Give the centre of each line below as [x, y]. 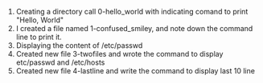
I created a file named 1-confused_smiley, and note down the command [134, 28]
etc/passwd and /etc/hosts [60, 62]
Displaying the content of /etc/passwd [79, 45]
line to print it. [39, 37]
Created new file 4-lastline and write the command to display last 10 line [136, 71]
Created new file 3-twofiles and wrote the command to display [119, 54]
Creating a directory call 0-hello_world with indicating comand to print [132, 12]
